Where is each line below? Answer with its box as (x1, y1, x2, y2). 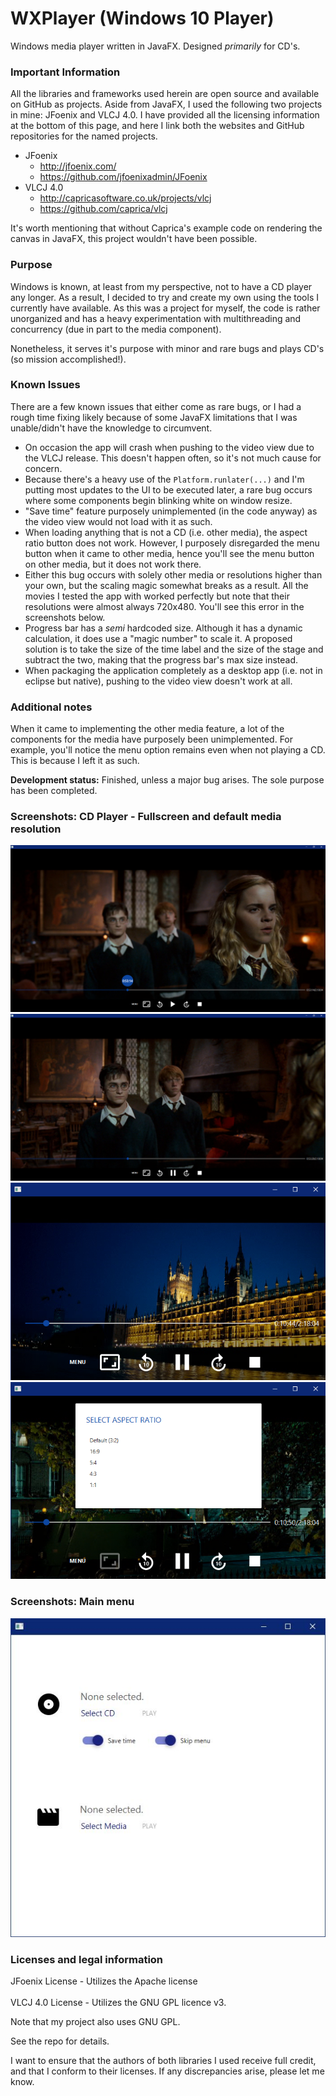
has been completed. (10, 785, 98, 797)
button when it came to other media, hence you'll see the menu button (24, 547, 315, 559)
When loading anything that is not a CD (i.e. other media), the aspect (24, 526, 308, 538)
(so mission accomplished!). (10, 353, 127, 365)
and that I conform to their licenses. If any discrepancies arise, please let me (10, 2065, 325, 2077)
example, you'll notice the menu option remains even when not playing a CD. (10, 744, 326, 756)
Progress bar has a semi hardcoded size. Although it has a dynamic (24, 622, 303, 634)
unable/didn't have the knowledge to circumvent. (10, 422, 213, 434)
